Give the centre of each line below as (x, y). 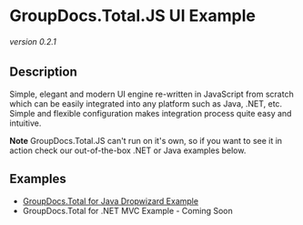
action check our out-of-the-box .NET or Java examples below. (128, 150)
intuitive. (25, 123)
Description (43, 72)
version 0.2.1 (33, 41)
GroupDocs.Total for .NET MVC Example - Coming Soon (128, 210)
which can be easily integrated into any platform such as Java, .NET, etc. (146, 103)
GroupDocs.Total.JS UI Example (133, 16)
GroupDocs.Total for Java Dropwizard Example (110, 200)
